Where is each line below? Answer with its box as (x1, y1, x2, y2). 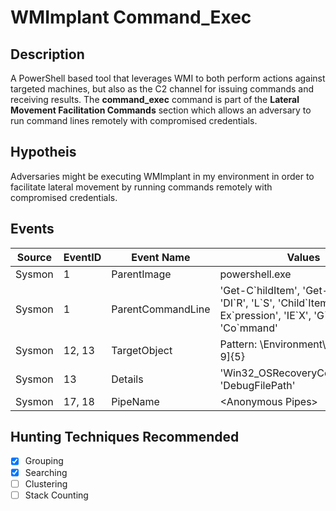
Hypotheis (10, 144, 77, 161)
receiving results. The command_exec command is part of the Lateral (10, 94, 300, 105)
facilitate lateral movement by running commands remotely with (10, 181, 273, 193)
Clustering (24, 477, 68, 490)
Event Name (131, 250, 191, 264)
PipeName (111, 394, 160, 408)
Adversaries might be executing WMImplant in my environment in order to (10, 170, 315, 182)
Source (16, 250, 53, 264)
